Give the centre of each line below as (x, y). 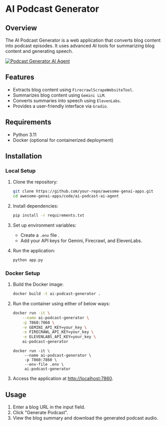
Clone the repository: (35, 182)
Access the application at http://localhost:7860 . (63, 379)
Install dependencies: (35, 206)
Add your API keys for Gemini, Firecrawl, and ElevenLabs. (81, 240)
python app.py (28, 260)
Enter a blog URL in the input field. (49, 407)
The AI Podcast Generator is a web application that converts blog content (83, 40)
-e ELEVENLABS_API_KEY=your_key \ (59, 337)
